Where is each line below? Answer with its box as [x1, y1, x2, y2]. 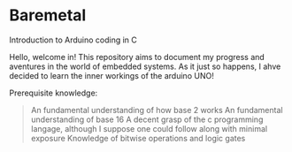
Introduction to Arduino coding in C [9, 34, 137, 45]
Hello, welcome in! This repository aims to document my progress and [9, 51, 265, 62]
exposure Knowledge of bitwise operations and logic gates [30, 133, 246, 143]
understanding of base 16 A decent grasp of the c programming [30, 114, 264, 125]
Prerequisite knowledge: [9, 87, 98, 98]
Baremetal [9, 5, 87, 26]
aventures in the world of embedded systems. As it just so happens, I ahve [9, 61, 281, 72]
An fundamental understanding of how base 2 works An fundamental [30, 104, 283, 115]
